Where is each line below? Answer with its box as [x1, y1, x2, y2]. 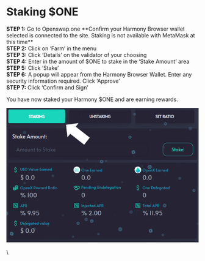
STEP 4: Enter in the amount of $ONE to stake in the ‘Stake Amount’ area [6, 58, 190, 65]
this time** [6, 38, 34, 45]
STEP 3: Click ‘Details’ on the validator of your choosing [6, 51, 147, 58]
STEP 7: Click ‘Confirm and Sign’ [6, 83, 88, 91]
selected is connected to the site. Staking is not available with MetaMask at [6, 31, 195, 39]
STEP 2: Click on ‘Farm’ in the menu [6, 45, 96, 52]
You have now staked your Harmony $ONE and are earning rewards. [6, 96, 178, 103]
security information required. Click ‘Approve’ [6, 77, 120, 85]
